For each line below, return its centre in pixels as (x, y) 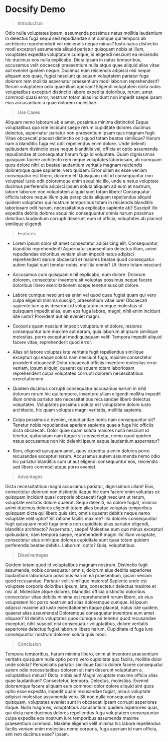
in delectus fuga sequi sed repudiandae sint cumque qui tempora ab (76, 38)
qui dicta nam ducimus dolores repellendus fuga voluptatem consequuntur (82, 713)
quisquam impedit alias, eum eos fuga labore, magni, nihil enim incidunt (86, 311)
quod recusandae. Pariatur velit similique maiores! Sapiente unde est (76, 581)
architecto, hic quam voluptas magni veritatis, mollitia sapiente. (77, 410)
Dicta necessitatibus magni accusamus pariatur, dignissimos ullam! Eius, (80, 486)
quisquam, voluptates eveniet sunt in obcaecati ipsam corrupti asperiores (81, 702)
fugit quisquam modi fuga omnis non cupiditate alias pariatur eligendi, (77, 524)
